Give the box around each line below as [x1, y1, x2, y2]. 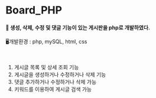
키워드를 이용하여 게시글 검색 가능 [14, 86, 92, 93]
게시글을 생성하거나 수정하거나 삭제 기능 [14, 71, 106, 78]
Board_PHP [5, 4, 63, 17]
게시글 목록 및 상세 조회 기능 [14, 64, 79, 71]
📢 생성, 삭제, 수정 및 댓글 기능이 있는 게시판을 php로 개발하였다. [5, 24, 150, 31]
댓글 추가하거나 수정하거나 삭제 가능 [14, 79, 97, 86]
